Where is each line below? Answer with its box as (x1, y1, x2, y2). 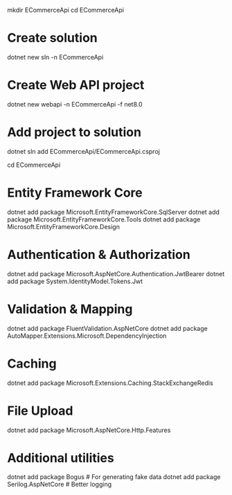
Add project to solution (7, 125, 142, 141)
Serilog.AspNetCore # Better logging (7, 480, 112, 489)
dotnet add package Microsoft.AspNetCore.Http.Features (7, 426, 171, 434)
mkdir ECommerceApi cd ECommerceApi (7, 6, 125, 14)
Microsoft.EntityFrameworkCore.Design (7, 222, 120, 231)
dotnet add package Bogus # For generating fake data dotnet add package (7, 473, 221, 481)
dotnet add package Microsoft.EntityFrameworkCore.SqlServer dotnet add (7, 208, 220, 216)
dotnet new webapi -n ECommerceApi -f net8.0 (7, 100, 143, 108)
